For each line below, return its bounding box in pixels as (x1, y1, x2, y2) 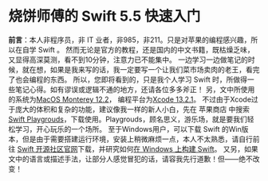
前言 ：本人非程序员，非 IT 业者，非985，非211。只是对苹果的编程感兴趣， (8, 35, 251, 44)
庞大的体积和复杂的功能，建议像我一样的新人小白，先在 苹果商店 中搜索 (14, 104, 250, 114)
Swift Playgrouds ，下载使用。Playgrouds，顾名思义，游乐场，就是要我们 (8, 114, 247, 124)
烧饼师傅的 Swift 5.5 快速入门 (8, 7, 201, 25)
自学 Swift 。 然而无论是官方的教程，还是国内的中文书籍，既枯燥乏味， (22, 44, 254, 54)
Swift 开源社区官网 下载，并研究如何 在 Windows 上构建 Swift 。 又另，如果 (17, 144, 258, 153)
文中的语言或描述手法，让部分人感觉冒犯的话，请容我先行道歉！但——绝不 (8, 154, 253, 164)
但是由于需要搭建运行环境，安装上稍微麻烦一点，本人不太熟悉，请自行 (22, 134, 253, 144)
